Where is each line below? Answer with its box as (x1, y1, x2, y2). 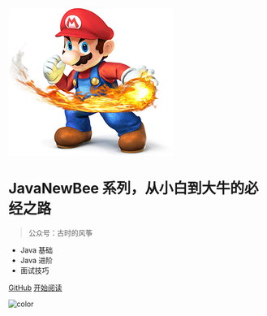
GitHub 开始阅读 (8, 283, 62, 292)
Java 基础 (19, 245, 54, 255)
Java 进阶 (19, 255, 54, 265)
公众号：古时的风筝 (28, 227, 93, 237)
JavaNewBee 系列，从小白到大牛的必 (8, 180, 259, 198)
